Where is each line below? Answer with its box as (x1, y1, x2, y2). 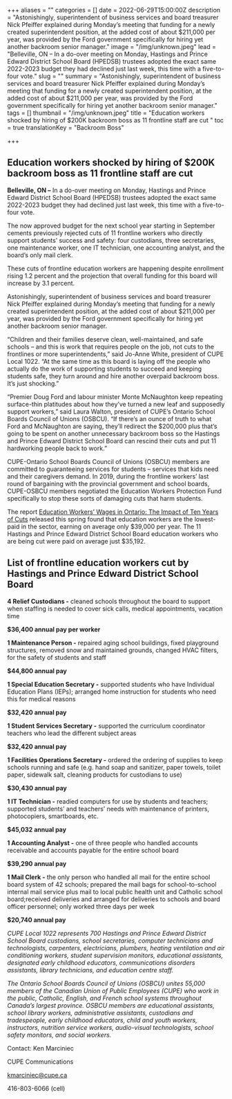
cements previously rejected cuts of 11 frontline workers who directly (7, 228, 203, 237)
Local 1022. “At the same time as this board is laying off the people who (7, 357, 211, 365)
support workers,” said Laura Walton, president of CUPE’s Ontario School (7, 407, 215, 416)
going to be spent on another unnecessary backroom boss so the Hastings (7, 429, 220, 438)
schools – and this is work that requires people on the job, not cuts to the (7, 342, 215, 351)
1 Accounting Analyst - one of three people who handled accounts (7, 838, 198, 847)
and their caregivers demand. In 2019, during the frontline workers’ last (7, 472, 209, 480)
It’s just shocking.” (7, 379, 59, 387)
